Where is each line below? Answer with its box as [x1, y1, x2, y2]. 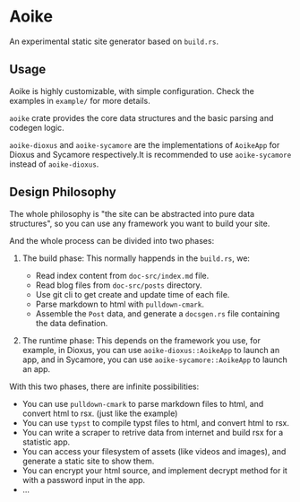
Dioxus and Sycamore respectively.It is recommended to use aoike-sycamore [9, 149, 292, 160]
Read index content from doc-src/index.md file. [35, 270, 210, 281]
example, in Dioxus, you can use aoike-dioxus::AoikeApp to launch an [21, 344, 280, 355]
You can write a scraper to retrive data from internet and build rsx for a [21, 427, 284, 437]
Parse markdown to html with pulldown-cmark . [35, 299, 204, 309]
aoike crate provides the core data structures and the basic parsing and [9, 112, 274, 123]
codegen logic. [9, 122, 64, 133]
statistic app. [21, 437, 71, 447]
